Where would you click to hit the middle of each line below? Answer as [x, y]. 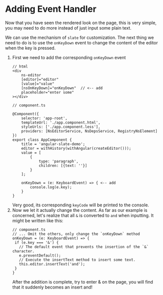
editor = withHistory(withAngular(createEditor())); [76, 148]
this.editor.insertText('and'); [52, 264]
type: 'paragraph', [58, 161]
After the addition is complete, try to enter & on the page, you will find [82, 282]
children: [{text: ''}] [63, 165]
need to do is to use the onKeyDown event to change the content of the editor [81, 42]
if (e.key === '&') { [37, 242]
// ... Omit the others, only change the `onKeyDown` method [76, 234]
